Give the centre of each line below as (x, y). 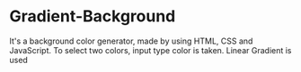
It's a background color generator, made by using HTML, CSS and (131, 41)
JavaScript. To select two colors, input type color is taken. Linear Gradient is (150, 50)
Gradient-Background (93, 16)
